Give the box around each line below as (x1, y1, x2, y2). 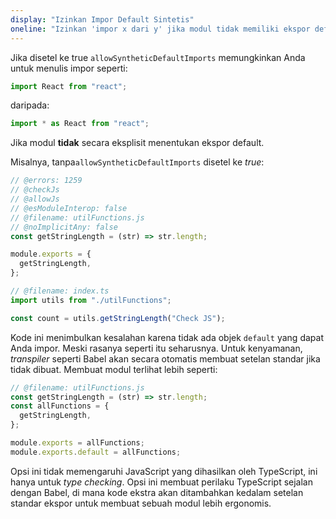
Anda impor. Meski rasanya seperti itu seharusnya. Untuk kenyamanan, (10, 342, 303, 354)
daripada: (10, 99, 50, 111)
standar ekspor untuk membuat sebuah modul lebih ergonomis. (10, 497, 272, 509)
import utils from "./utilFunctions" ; (10, 295, 172, 305)
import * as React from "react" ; (10, 119, 150, 129)
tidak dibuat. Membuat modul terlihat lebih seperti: (10, 363, 218, 375)
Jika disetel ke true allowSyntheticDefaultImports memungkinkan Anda (10, 51, 306, 63)
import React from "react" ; (10, 81, 128, 91)
